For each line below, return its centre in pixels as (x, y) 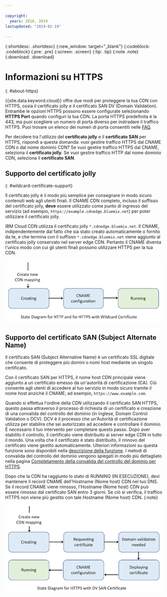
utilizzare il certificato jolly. (33, 216)
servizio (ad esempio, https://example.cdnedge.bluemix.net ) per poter (78, 211)
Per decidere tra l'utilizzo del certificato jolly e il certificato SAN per (76, 137)
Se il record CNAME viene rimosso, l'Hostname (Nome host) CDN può (77, 487)
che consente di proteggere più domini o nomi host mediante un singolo (79, 363)
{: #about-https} (22, 91)
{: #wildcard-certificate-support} (39, 186)
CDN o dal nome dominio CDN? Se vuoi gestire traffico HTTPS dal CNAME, (82, 148)
